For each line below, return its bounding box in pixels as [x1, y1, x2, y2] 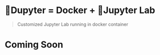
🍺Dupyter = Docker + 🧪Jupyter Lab [5, 5, 155, 16]
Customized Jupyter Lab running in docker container [17, 21, 128, 27]
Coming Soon [5, 39, 63, 50]
